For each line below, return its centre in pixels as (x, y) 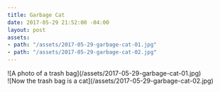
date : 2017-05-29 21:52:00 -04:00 (59, 22)
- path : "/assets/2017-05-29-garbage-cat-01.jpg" (82, 45)
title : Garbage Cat (36, 15)
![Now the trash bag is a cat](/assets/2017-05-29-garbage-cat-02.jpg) (111, 81)
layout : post (27, 30)
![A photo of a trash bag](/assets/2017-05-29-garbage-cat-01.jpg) (104, 73)
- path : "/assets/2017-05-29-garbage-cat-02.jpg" (82, 52)
